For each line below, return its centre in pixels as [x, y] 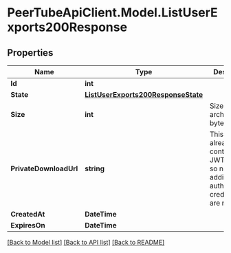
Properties [30, 53]
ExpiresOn [28, 225]
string [95, 168]
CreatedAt [28, 214]
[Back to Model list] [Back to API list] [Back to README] [86, 242]
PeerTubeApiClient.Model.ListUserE [112, 13]
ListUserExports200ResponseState [144, 95]
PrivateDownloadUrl [44, 168]
